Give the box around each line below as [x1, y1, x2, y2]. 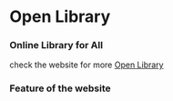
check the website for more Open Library [9, 59, 164, 70]
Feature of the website [9, 82, 111, 95]
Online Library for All [9, 39, 103, 52]
